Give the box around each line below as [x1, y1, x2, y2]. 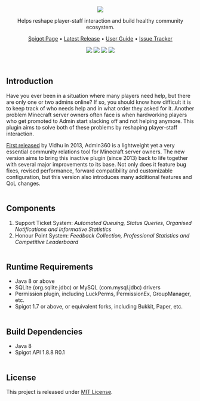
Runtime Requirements [6, 262, 94, 272]
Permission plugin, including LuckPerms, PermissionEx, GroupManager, [14, 290, 191, 298]
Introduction [6, 76, 54, 87]
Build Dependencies [6, 326, 83, 337]
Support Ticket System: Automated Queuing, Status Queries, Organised [14, 219, 192, 226]
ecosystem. [85, 24, 115, 30]
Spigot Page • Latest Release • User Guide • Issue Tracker [27, 35, 173, 42]
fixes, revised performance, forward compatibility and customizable [6, 167, 173, 174]
